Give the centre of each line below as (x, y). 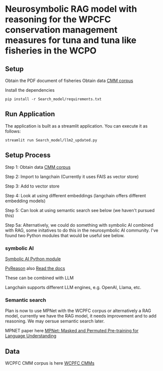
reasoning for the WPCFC (58, 19)
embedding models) (25, 201)
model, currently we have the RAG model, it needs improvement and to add (81, 316)
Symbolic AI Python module (33, 259)
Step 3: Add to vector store (32, 186)
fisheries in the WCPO (51, 51)
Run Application (30, 114)
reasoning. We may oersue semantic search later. (55, 321)
